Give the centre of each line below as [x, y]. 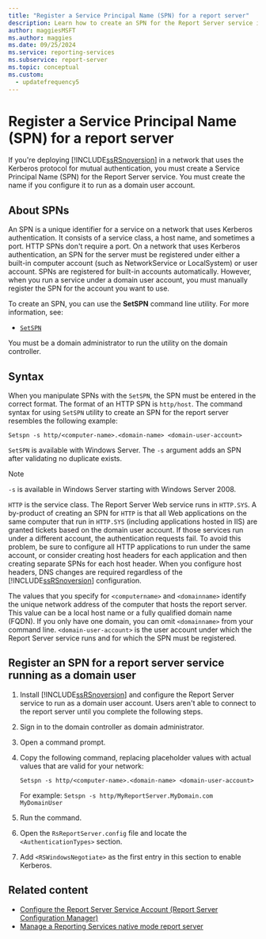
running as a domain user [72, 675]
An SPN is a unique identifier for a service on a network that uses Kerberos [131, 229]
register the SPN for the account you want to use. [89, 289]
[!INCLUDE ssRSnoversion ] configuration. [75, 581]
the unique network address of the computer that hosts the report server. [127, 605]
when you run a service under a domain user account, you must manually [128, 280]
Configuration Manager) [59, 918]
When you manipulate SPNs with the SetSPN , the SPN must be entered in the [132, 396]
